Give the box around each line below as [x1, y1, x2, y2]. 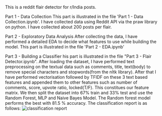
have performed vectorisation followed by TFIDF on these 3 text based [5, 74, 148, 80]
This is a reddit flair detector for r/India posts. [5, 4, 96, 10]
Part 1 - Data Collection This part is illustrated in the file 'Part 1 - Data [5, 14, 143, 19]
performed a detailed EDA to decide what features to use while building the [5, 39, 157, 45]
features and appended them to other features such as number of [5, 79, 138, 85]
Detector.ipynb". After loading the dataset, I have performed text [5, 59, 135, 64]
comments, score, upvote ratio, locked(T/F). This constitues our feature [5, 85, 149, 90]
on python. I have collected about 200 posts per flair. [5, 24, 112, 30]
